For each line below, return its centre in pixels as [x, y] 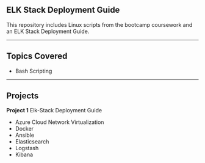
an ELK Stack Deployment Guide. [48, 31]
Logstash [27, 148]
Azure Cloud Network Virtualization [59, 122]
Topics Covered [37, 56]
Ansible [25, 135]
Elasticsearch [32, 142]
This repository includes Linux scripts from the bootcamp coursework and [99, 24]
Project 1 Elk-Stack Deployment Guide [54, 110]
